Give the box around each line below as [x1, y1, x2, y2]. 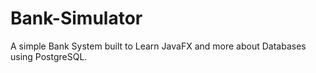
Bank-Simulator [10, 7, 143, 30]
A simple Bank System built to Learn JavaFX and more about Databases [10, 40, 307, 52]
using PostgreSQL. [10, 50, 88, 62]
